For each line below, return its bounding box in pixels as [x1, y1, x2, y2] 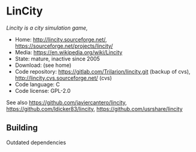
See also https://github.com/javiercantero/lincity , [6, 98, 127, 106]
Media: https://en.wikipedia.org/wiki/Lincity [14, 48, 123, 55]
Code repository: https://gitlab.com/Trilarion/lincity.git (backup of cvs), [14, 68, 191, 75]
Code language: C [14, 80, 60, 88]
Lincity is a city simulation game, [6, 24, 88, 31]
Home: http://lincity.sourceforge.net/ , [14, 36, 107, 43]
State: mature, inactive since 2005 [14, 55, 100, 62]
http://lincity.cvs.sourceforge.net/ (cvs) [14, 74, 112, 81]
